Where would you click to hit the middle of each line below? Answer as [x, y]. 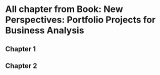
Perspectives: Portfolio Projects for [81, 20]
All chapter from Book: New [64, 9]
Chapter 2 [21, 66]
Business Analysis [45, 30]
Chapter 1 [21, 49]
